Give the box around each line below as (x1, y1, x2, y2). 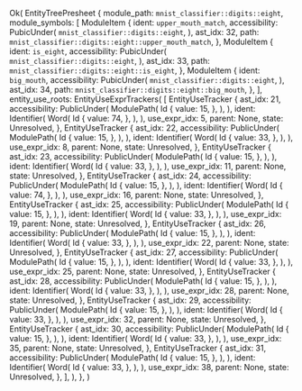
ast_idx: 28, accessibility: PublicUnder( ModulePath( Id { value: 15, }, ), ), (9, 276, 278, 286)
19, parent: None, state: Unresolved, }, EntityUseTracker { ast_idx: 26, (9, 218, 267, 229)
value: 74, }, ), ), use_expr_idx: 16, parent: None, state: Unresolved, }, (9, 189, 264, 200)
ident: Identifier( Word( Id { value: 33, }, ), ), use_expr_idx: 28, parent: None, (9, 286, 290, 296)
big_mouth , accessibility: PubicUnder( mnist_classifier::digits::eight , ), (9, 75, 285, 85)
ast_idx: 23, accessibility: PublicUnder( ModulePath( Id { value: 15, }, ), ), (9, 151, 278, 161)
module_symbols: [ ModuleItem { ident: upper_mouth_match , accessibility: (9, 17, 279, 28)
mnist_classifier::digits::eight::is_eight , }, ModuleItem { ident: (9, 65, 261, 76)
